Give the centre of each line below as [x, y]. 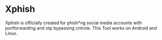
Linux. [11, 33]
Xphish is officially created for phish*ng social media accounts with [74, 23]
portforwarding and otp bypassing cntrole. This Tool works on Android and [81, 28]
